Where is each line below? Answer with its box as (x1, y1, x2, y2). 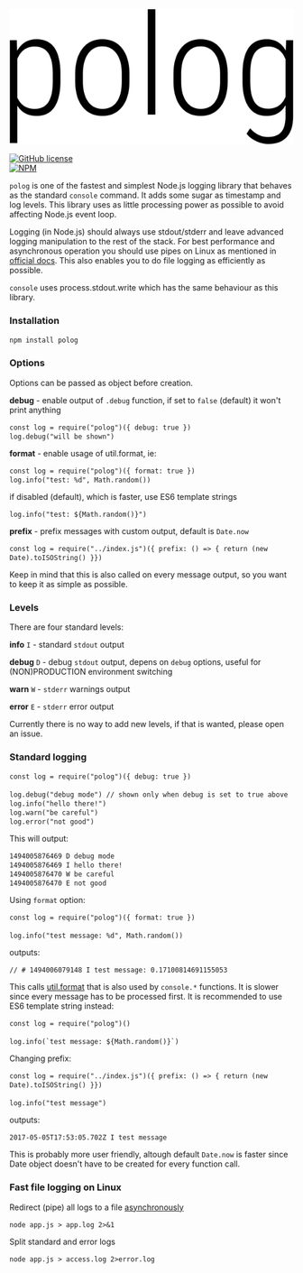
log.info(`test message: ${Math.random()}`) (9, 1038, 179, 1047)
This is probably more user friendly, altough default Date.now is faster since (9, 1149, 289, 1160)
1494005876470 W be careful (9, 870, 115, 879)
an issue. (9, 728, 43, 739)
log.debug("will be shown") (9, 432, 115, 441)
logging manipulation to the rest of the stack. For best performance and (9, 236, 275, 247)
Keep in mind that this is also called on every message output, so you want (9, 568, 287, 580)
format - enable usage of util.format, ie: (9, 447, 157, 458)
